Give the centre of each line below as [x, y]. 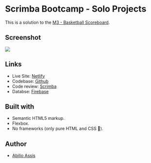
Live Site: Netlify [28, 76]
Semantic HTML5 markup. [38, 118]
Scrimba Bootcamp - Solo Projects [76, 9]
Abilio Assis [24, 156]
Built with [20, 106]
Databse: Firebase [30, 91]
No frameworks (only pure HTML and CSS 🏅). [58, 129]
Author [16, 144]
